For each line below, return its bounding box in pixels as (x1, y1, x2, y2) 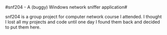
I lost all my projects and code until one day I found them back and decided (5, 19, 160, 25)
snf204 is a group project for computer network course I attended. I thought (5, 14, 162, 19)
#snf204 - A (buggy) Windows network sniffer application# (5, 4, 127, 10)
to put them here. (5, 24, 41, 30)
